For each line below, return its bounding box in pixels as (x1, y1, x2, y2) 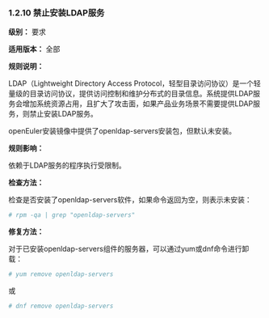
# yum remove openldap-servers (8, 270, 114, 278)
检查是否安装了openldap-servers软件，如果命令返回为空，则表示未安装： (8, 195, 252, 205)
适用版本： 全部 (8, 45, 61, 54)
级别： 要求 (8, 27, 46, 37)
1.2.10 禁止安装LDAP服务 (8, 6, 105, 18)
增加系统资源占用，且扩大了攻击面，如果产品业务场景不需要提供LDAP (22, 99, 254, 108)
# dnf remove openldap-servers (8, 302, 114, 311)
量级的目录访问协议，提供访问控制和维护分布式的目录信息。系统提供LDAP (8, 89, 254, 99)
